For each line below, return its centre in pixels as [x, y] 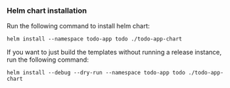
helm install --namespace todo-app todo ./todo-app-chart [94, 39]
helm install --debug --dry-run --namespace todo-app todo [96, 73]
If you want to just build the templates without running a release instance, [114, 53]
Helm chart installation [47, 11]
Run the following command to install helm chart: [78, 26]
